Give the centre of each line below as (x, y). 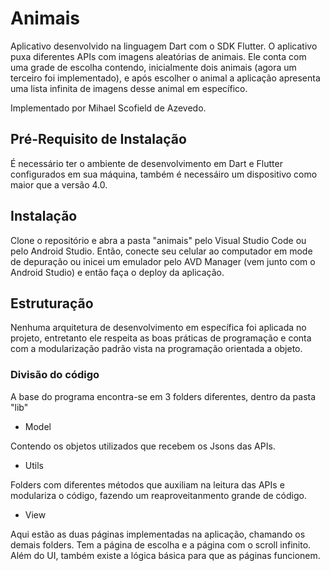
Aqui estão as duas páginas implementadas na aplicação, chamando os (158, 534)
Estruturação (52, 303)
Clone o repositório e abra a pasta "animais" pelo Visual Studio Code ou (158, 240)
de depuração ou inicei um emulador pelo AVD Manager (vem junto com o (163, 261)
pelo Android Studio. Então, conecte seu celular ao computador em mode (161, 251)
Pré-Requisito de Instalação (98, 139)
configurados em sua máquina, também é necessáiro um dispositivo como (164, 174)
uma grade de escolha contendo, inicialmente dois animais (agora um (153, 67)
